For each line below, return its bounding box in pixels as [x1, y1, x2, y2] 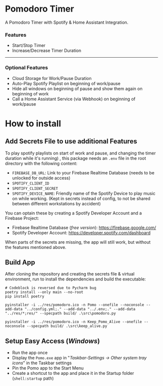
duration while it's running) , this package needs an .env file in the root [5, 155, 147, 161]
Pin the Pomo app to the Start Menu [12, 365, 84, 371]
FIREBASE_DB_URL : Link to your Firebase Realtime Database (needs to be [12, 170, 155, 175]
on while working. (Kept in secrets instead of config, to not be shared [12, 195, 150, 201]
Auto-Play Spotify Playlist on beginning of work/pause [12, 80, 121, 86]
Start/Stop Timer [12, 43, 46, 48]
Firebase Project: [5, 215, 39, 221]
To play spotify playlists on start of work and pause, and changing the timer [5, 150, 156, 156]
